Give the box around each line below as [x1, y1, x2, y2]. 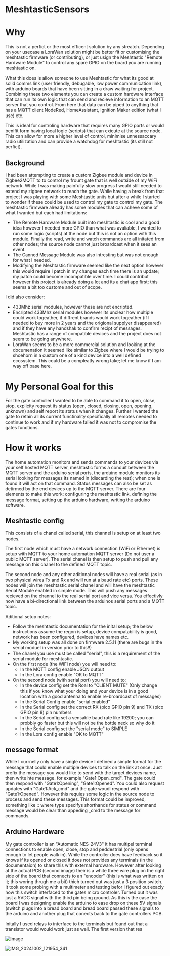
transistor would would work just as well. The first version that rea [5, 926, 143, 932]
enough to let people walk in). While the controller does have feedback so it [5, 852, 163, 858]
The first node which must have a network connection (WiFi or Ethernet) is [5, 545, 161, 551]
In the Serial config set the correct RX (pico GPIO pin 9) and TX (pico [20, 704, 164, 710]
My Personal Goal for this [5, 381, 114, 392]
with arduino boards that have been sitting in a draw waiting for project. [5, 86, 154, 92]
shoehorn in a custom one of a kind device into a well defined [12, 352, 141, 358]
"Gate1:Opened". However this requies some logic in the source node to [5, 791, 155, 797]
